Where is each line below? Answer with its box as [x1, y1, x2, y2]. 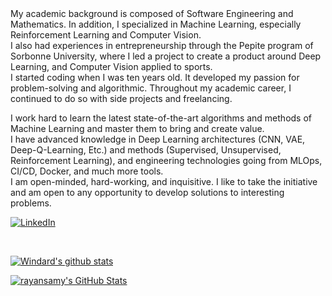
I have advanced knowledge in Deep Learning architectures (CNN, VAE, [10, 133, 306, 145]
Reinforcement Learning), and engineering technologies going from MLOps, [10, 155, 323, 166]
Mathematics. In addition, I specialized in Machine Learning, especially [10, 18, 302, 30]
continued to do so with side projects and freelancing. [10, 93, 233, 104]
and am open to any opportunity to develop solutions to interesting [10, 187, 285, 198]
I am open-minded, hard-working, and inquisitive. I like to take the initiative [10, 176, 318, 187]
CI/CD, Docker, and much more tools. [10, 165, 164, 177]
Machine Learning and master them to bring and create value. [10, 123, 265, 134]
